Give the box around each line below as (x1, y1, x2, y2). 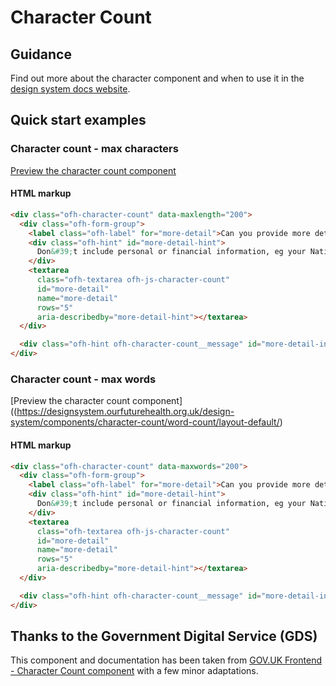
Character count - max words (10, 372, 157, 386)
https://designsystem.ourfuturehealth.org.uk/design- (16, 406, 235, 418)
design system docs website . (10, 83, 131, 95)
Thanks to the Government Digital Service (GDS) (10, 628, 318, 645)
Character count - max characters (10, 142, 179, 156)
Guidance (10, 46, 72, 63)
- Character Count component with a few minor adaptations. (10, 665, 259, 677)
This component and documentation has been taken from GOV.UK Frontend (10, 654, 322, 666)
